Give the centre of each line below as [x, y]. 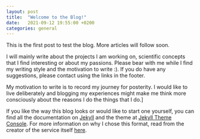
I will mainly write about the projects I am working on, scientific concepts [96, 56]
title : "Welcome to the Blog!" [46, 17]
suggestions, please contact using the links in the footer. [76, 75]
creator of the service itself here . [47, 130]
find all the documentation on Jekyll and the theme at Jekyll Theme [89, 118]
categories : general [32, 28]
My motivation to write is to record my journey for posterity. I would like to [97, 87]
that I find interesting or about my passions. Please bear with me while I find [99, 63]
